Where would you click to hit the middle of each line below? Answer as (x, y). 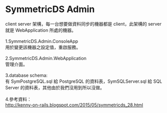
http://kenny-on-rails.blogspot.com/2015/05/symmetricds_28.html (74, 105)
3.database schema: (27, 75)
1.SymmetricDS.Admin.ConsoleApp (42, 41)
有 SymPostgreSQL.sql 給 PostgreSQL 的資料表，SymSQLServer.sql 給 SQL (84, 81)
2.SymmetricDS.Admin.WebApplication (46, 58)
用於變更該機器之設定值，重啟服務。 (43, 47)
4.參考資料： (18, 99)
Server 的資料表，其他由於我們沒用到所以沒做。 (55, 87)
